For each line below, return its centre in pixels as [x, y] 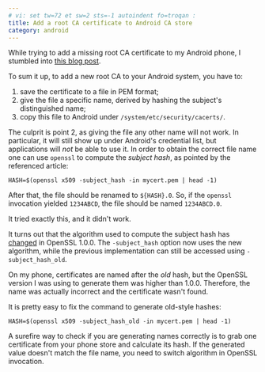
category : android [38, 30]
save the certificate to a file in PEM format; [89, 92]
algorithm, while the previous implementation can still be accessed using [127, 251]
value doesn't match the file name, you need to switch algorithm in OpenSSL [133, 353]
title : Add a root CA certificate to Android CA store [100, 23]
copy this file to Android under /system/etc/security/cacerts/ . [122, 117]
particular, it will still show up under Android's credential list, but [112, 141]
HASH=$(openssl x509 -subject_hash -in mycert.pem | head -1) [113, 180]
